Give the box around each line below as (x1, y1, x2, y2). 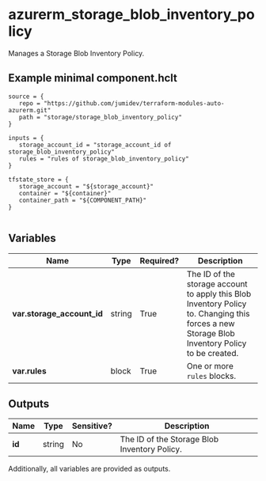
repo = (18, 99, 41, 108)
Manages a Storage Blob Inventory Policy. (8, 48, 145, 58)
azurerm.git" (8, 106, 51, 114)
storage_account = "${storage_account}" (18, 182, 154, 191)
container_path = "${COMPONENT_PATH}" (18, 196, 147, 204)
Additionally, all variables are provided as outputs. (8, 464, 171, 474)
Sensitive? (71, 421, 112, 432)
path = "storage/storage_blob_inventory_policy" (18, 113, 182, 121)
